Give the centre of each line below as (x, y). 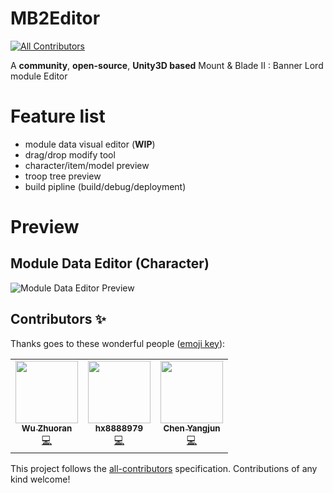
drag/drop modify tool (70, 154)
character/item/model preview (87, 165)
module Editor (39, 76)
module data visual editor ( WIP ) (90, 144)
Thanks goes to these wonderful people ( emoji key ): (118, 343)
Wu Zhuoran (47, 428)
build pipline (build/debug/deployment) (105, 186)
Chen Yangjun (192, 428)
